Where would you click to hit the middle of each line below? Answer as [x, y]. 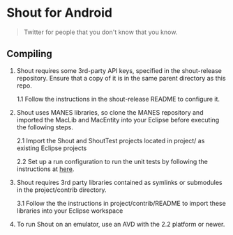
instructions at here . [45, 169]
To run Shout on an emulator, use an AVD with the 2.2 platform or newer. [121, 224]
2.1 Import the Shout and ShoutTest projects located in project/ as [111, 140]
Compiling [30, 54]
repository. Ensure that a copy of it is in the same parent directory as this [121, 78]
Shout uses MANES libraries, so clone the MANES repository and [110, 112]
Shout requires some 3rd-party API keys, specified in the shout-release [119, 70]
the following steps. [45, 127]
